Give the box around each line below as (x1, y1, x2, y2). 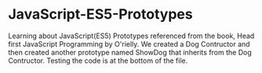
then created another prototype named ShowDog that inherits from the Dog (8, 47, 253, 57)
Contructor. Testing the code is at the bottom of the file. (8, 56, 188, 65)
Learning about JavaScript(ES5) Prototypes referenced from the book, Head (8, 31, 255, 40)
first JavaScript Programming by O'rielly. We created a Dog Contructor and (8, 39, 250, 48)
